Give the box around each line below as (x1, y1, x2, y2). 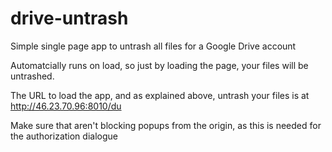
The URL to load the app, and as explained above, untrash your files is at (10, 89, 310, 101)
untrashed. (10, 70, 55, 82)
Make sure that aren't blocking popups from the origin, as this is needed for (10, 119, 322, 131)
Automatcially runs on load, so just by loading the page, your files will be (10, 59, 309, 71)
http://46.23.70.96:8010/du (10, 100, 122, 112)
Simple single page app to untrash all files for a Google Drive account (10, 40, 297, 52)
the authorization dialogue (10, 130, 118, 142)
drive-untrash (10, 7, 129, 30)
